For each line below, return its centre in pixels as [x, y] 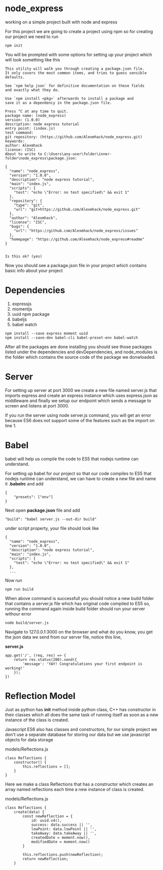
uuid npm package [31, 314]
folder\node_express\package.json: [41, 158]
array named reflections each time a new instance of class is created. [75, 789]
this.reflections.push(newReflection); [63, 854]
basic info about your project [34, 271]
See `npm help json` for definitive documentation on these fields [75, 86]
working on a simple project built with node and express [61, 22]
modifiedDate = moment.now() [61, 842]
